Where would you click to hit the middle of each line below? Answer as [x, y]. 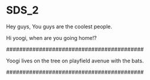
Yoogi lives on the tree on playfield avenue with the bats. [75, 61]
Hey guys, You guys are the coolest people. [59, 26]
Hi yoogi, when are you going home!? [51, 38]
